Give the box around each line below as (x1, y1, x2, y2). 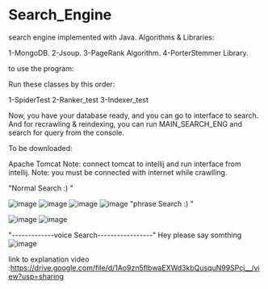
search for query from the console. (8, 128, 125, 137)
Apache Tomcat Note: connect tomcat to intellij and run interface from (8, 159, 241, 169)
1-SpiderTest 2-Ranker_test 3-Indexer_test (8, 94, 149, 104)
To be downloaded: (8, 143, 73, 153)
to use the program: (8, 63, 74, 73)
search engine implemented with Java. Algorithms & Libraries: (8, 32, 215, 42)
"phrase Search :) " (129, 199, 194, 208)
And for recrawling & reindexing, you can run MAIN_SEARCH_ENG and (8, 119, 243, 128)
